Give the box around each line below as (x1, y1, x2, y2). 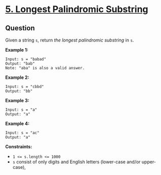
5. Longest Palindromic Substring (5, 4, 148, 15)
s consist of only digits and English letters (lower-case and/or (12, 159, 141, 165)
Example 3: (5, 98, 29, 103)
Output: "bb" (5, 89, 33, 94)
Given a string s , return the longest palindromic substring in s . (5, 37, 134, 43)
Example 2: (5, 74, 29, 80)
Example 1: (5, 47, 29, 53)
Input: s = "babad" (5, 57, 47, 62)
